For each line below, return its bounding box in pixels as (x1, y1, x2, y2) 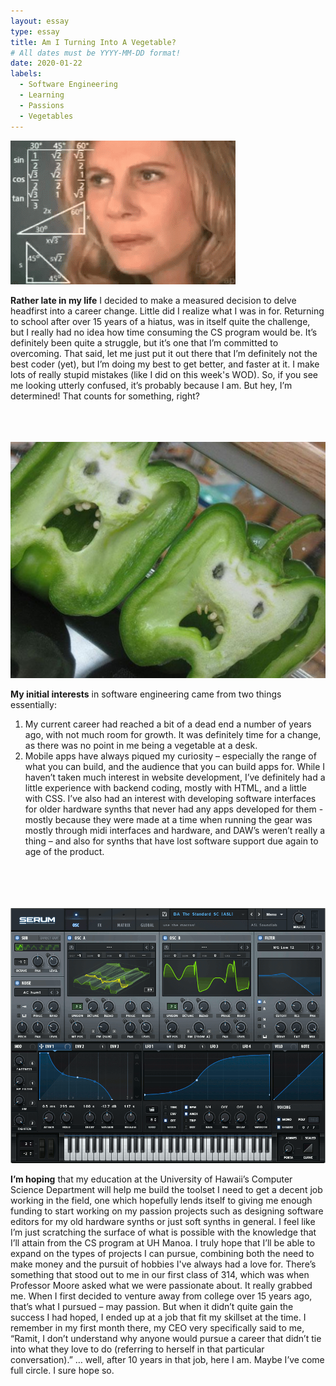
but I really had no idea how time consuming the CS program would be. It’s (10, 326, 318, 338)
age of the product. (24, 845, 105, 857)
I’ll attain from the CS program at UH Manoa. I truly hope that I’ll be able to (10, 1236, 316, 1249)
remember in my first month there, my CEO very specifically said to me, (10, 1321, 305, 1334)
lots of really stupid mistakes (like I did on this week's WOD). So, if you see (10, 368, 318, 380)
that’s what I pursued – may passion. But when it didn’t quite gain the (10, 1300, 294, 1312)
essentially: (10, 698, 57, 710)
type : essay (10, 26, 60, 37)
